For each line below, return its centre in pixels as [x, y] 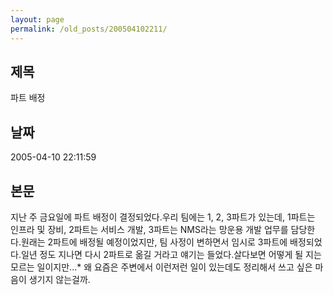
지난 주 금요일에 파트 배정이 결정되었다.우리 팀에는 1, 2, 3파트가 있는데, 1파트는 [163, 217]
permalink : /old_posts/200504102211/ [89, 29]
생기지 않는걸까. [59, 279]
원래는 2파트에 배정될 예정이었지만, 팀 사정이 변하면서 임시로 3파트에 [154, 242]
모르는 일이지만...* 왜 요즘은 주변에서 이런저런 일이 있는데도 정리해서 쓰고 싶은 [161, 267]
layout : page [37, 19]
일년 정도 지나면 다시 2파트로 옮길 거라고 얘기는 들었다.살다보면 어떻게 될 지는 [171, 254]
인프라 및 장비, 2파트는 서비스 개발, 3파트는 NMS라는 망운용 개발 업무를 [149, 229]
